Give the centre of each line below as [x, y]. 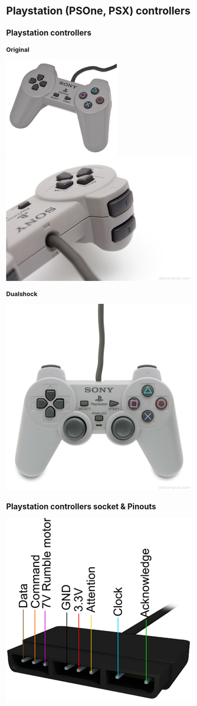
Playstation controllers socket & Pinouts [81, 507]
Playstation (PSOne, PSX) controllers [98, 11]
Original [18, 50]
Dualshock [22, 294]
